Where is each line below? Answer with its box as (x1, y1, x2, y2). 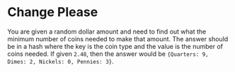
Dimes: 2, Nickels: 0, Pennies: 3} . (7, 57, 115, 65)
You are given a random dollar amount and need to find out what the (7, 27, 207, 36)
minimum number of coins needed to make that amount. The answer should (7, 34, 229, 43)
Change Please (7, 4, 98, 20)
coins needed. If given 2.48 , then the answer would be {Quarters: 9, (7, 50, 209, 58)
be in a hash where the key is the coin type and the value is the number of (7, 42, 223, 50)
